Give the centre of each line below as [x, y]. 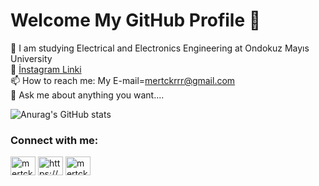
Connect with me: [54, 140]
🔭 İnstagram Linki [46, 69]
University [31, 58]
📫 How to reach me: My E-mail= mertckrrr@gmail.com [123, 80]
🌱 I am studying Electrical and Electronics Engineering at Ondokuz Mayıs [160, 48]
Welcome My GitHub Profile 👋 [136, 20]
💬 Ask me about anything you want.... [87, 95]
